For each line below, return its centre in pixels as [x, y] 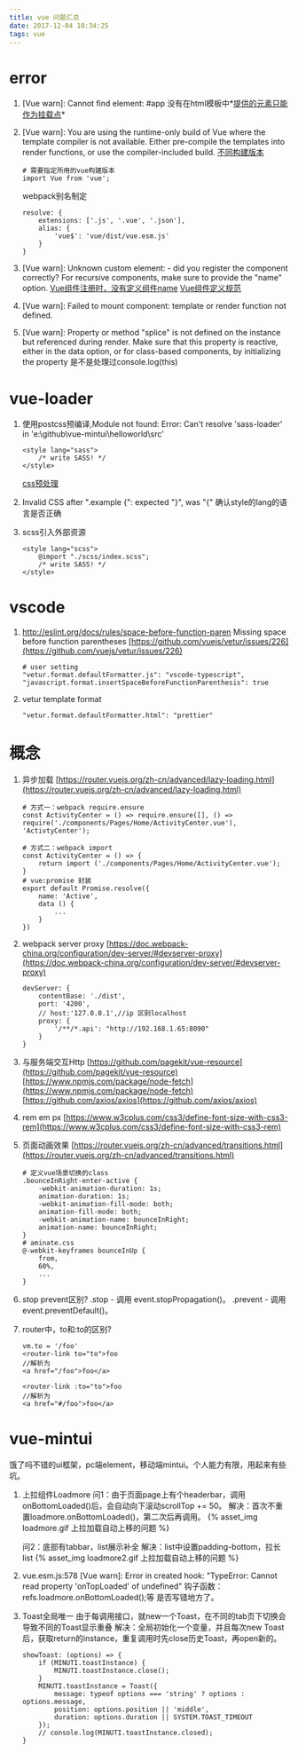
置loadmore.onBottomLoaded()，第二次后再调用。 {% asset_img [140, 1517]
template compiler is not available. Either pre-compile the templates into [153, 142]
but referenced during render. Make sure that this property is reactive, [150, 342]
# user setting [50, 667]
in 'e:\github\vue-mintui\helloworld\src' [93, 434]
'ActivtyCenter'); [56, 831]
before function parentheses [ [77, 642]
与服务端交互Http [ [56, 1062]
